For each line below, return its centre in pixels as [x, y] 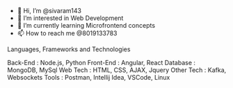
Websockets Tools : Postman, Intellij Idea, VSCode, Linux [89, 77]
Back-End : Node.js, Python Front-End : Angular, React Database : [102, 63]
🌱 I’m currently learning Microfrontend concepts [86, 25]
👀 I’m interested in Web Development [70, 18]
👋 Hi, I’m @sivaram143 [49, 11]
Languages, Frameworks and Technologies [69, 49]
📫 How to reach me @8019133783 [67, 33]
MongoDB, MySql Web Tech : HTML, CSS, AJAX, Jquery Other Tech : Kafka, [117, 70]
